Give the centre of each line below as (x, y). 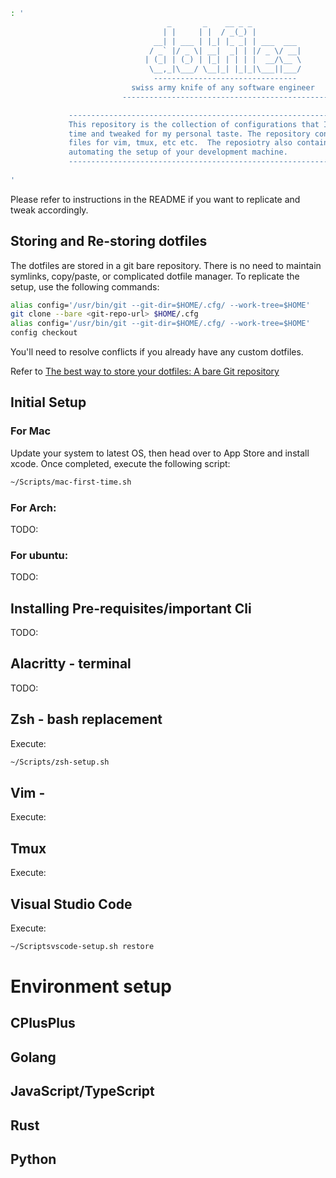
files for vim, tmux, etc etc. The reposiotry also (180, 143)
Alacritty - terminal (71, 664)
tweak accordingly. (49, 210)
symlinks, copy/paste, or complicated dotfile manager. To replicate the (155, 276)
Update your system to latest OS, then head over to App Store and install (160, 453)
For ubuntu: (39, 555)
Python (33, 1159)
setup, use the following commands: (85, 286)
